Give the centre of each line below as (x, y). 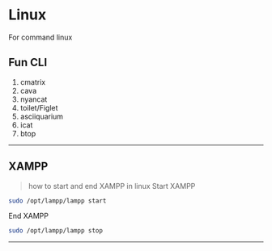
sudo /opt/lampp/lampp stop (56, 231)
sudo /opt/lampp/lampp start (57, 201)
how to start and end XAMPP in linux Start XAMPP (112, 186)
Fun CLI (28, 63)
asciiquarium (41, 116)
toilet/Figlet (39, 107)
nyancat (34, 99)
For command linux (40, 37)
